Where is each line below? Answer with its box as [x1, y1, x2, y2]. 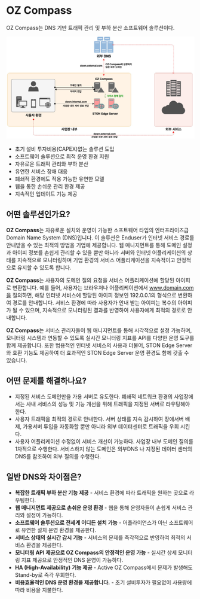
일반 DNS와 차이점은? [6, 472, 82, 482]
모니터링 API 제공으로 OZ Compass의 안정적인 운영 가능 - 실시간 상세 [14, 549, 177, 556]
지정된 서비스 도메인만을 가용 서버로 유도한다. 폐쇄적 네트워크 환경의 [14, 393, 173, 400]
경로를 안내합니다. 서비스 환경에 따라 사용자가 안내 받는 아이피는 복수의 [12, 299, 177, 306]
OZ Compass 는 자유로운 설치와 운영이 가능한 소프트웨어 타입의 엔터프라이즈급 [6, 226, 189, 233]
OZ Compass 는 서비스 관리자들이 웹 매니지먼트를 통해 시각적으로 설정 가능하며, [6, 327, 192, 334]
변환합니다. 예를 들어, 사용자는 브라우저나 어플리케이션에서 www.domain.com [12, 284, 194, 291]
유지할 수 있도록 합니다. [17, 264, 72, 271]
